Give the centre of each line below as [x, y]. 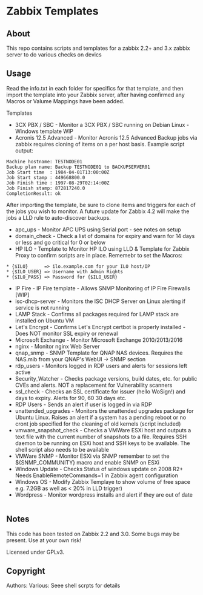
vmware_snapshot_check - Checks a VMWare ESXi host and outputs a [103, 430]
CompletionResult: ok [34, 193]
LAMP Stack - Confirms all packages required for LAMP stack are [97, 314]
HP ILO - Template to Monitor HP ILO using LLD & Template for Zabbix [102, 249]
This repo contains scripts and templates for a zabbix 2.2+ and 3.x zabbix [98, 48]
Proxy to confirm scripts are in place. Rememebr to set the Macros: [99, 255]
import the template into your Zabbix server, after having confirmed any [95, 95]
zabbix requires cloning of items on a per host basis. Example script [100, 144]
